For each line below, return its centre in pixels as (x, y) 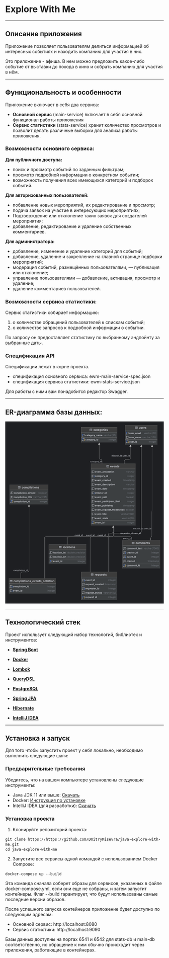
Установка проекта (30, 819)
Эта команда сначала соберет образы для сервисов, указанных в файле (83, 884)
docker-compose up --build (33, 874)
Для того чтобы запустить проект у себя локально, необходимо (74, 750)
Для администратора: (30, 241)
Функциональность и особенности (63, 92)
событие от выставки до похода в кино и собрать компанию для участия (84, 66)
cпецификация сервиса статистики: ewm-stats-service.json (76, 382)
